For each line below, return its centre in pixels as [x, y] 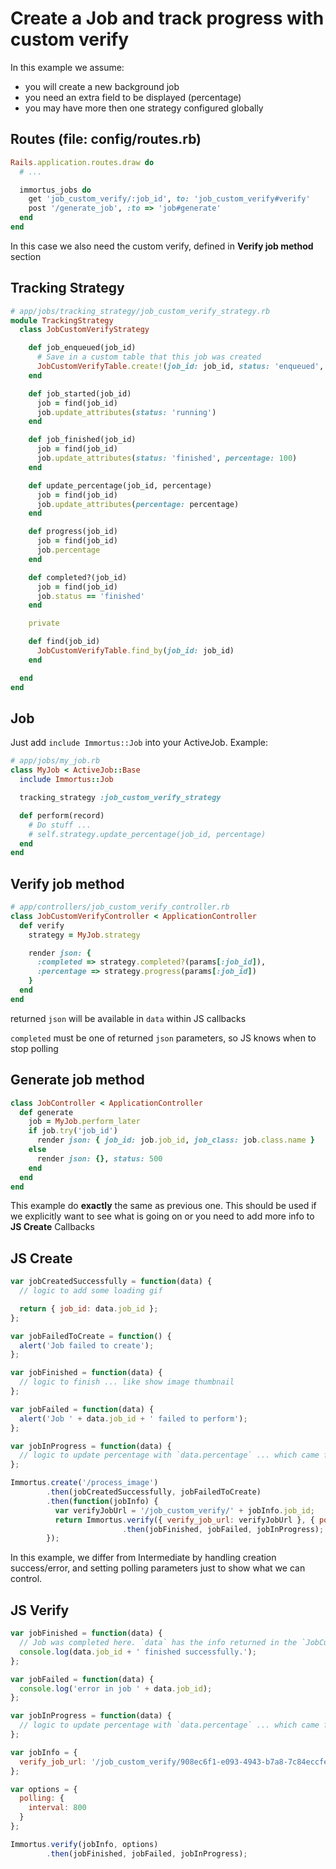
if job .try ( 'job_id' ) [73, 1131]
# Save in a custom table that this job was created [149, 357]
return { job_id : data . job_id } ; [89, 1308]
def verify [42, 925]
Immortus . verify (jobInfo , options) [84, 1844]
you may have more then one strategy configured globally [144, 108]
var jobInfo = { [44, 1752]
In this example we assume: [67, 67]
